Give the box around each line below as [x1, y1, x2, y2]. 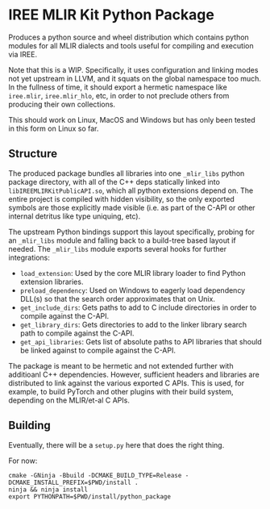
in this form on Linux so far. [8, 123, 99, 133]
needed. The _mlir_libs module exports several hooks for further [8, 244, 227, 253]
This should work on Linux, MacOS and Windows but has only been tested [8, 115, 255, 124]
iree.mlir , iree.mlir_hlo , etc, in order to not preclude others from [8, 90, 230, 100]
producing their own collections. [8, 99, 115, 109]
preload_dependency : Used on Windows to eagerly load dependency [19, 285, 246, 295]
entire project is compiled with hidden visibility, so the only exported [8, 194, 235, 203]
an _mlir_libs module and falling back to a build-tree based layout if [8, 236, 236, 245]
